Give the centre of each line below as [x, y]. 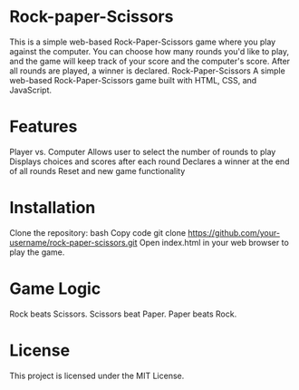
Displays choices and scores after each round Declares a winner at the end [149, 161]
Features [43, 127]
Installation [53, 208]
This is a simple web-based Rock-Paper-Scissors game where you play [143, 42]
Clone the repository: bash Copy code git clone [98, 232]
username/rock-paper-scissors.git [73, 242]
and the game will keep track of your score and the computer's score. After [150, 61]
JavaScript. [31, 90]
